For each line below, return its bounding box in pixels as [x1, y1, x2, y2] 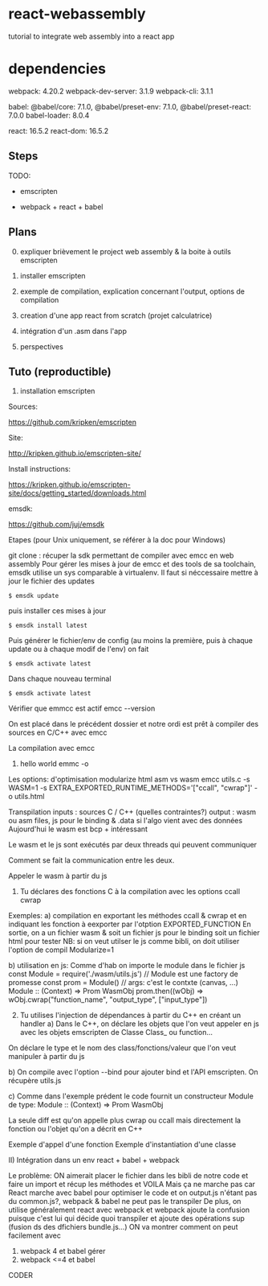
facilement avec [8, 1230, 62, 1240]
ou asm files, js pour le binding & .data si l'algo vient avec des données [8, 816, 243, 826]
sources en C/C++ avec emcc [8, 727, 108, 737]
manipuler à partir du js [8, 1052, 86, 1061]
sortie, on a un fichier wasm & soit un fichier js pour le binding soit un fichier [8, 928, 261, 938]
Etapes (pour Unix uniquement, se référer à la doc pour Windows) [8, 535, 226, 545]
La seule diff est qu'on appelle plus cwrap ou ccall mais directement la [8, 1115, 242, 1125]
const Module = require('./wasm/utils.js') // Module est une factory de [8, 969, 238, 979]
